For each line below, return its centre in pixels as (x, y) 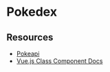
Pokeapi (28, 53)
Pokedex (32, 12)
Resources (30, 37)
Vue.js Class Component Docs (59, 61)
